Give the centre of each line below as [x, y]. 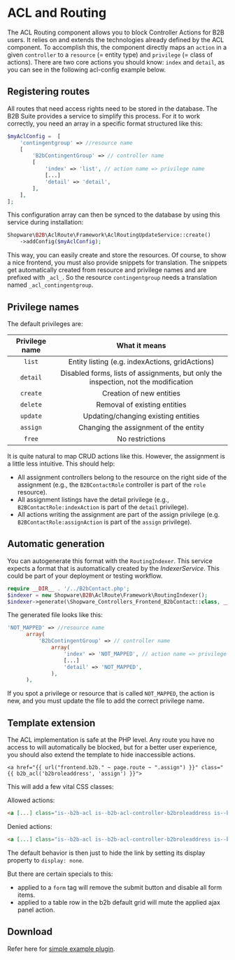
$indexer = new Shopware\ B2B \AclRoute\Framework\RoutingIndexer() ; [108, 595]
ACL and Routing [57, 13]
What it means [141, 345]
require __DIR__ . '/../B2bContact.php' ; [69, 588]
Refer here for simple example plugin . [61, 949]
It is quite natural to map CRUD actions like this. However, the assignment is [116, 456]
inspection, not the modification [141, 381]
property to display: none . [45, 860]
